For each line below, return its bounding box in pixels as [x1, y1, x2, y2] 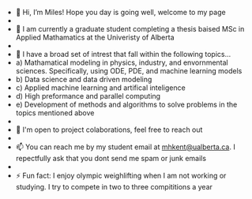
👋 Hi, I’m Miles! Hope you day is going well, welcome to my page [15, 8, 227, 17]
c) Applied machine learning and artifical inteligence [15, 83, 186, 92]
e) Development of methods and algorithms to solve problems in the [15, 99, 238, 109]
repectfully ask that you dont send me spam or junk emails [15, 154, 207, 163]
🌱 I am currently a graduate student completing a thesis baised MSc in [15, 24, 245, 33]
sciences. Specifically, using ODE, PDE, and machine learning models [15, 66, 243, 75]
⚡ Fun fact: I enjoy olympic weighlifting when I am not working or [15, 171, 227, 180]
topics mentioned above [15, 108, 95, 118]
